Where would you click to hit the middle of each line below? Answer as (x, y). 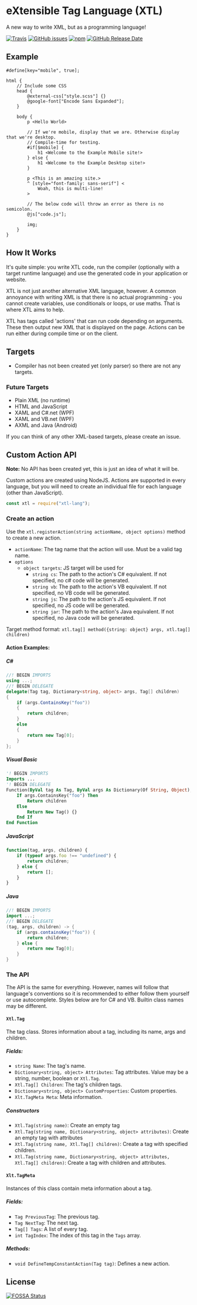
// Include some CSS (42, 86)
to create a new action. (34, 538)
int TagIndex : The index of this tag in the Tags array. (78, 1235)
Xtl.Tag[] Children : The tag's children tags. (68, 1085)
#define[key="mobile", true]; (43, 70)
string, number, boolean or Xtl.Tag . (57, 1078)
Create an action (30, 519)
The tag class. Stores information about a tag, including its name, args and (96, 1031)
